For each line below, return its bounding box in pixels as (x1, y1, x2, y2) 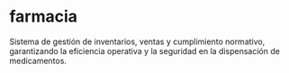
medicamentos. (9, 55, 68, 66)
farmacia (9, 6, 78, 27)
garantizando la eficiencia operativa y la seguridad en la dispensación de (9, 45, 281, 56)
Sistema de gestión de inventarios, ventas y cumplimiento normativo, (9, 36, 266, 47)
